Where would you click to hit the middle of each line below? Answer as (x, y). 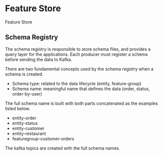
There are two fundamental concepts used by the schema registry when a (79, 69)
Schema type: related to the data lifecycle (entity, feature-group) (77, 83)
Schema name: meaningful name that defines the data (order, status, (81, 89)
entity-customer (28, 128)
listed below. (18, 108)
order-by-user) (27, 94)
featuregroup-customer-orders (43, 138)
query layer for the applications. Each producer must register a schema (76, 54)
